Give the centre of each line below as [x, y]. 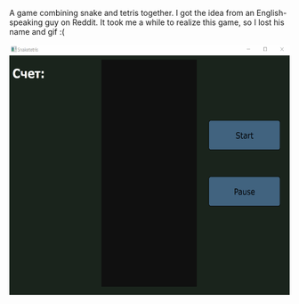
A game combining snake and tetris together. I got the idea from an [132, 13]
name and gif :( [37, 32]
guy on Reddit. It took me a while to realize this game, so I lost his [164, 22]
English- [272, 13]
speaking [26, 22]
